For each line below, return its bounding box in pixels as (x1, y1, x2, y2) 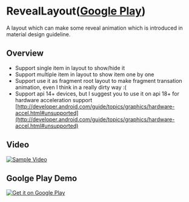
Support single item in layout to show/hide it (15, 64, 125, 71)
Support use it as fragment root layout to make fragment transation (15, 77, 183, 84)
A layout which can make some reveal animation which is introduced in (6, 24, 183, 31)
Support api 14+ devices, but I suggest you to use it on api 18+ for (15, 90, 180, 97)
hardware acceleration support (15, 96, 93, 103)
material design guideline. (6, 30, 71, 37)
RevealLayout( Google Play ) (6, 4, 146, 18)
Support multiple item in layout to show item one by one (15, 71, 154, 78)
